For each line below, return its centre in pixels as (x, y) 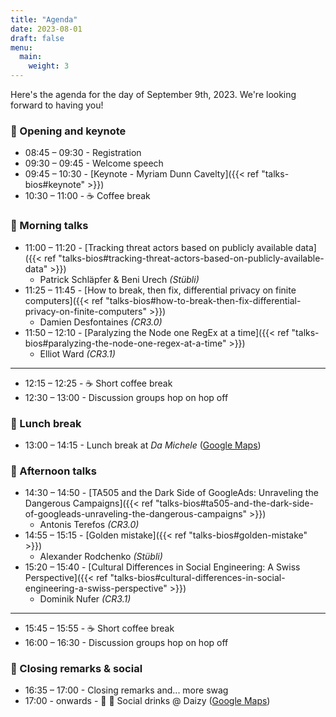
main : (31, 57)
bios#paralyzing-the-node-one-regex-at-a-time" (125, 343)
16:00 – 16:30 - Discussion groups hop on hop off (126, 643)
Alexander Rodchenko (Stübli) (101, 557)
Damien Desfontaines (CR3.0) (101, 322)
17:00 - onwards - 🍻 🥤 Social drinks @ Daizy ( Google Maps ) (147, 701)
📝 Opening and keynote (68, 131)
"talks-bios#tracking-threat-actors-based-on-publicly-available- (191, 258)
